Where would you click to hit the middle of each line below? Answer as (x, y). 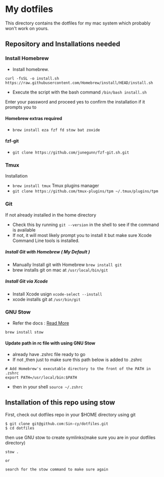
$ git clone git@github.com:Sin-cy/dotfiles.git (57, 423)
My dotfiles (29, 9)
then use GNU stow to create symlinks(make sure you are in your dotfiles (80, 437)
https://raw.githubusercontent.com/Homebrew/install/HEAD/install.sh (79, 83)
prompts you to (21, 107)
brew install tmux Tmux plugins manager (55, 185)
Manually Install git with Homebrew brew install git (67, 264)
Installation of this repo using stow (60, 403)
